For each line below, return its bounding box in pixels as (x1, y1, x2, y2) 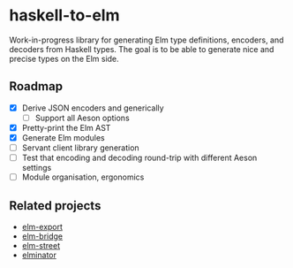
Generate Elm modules (21, 132, 105, 142)
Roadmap (9, 79, 64, 94)
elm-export (21, 222, 64, 232)
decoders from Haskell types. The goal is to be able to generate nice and (9, 43, 274, 54)
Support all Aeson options (34, 112, 130, 123)
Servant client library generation (21, 142, 139, 153)
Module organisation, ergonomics (21, 172, 145, 182)
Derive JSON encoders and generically (21, 103, 165, 113)
